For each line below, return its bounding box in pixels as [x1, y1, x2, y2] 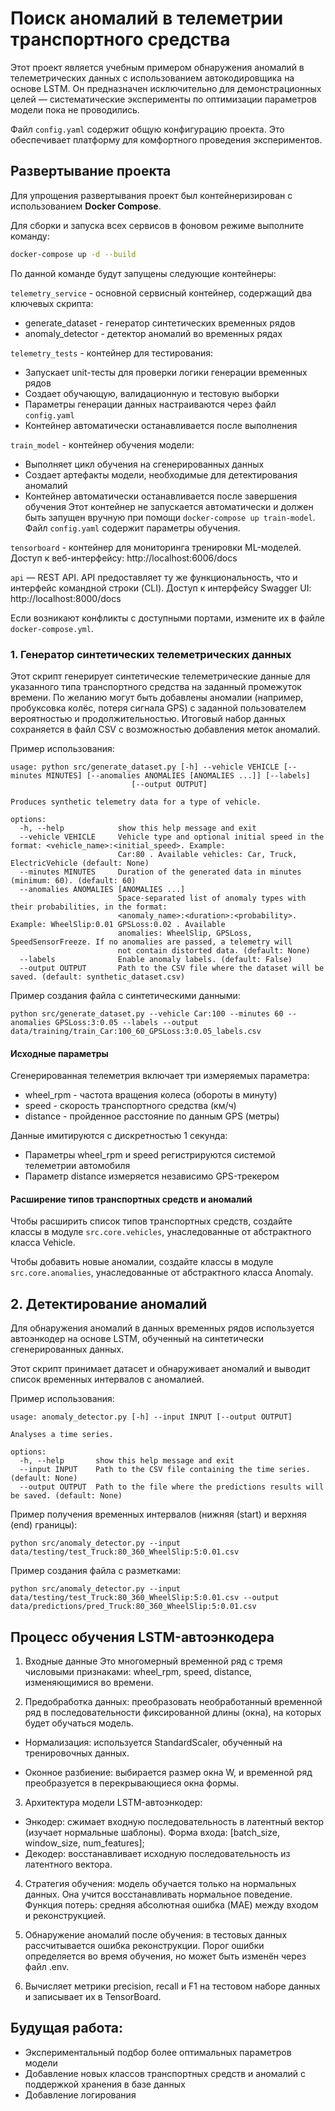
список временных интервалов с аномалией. [10, 1373, 205, 1386]
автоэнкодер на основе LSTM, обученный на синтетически [10, 1333, 264, 1345]
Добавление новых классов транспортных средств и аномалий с [24, 2067, 306, 2079]
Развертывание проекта [10, 163, 172, 180]
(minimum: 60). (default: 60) [10, 875, 137, 886]
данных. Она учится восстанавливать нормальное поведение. [24, 1888, 293, 1900]
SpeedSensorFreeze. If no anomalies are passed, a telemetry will [10, 937, 293, 947]
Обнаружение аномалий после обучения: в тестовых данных [24, 1928, 288, 1941]
